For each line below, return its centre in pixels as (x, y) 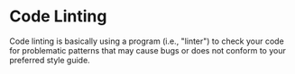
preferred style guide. (50, 60)
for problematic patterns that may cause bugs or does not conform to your (147, 50)
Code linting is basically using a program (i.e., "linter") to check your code (147, 41)
